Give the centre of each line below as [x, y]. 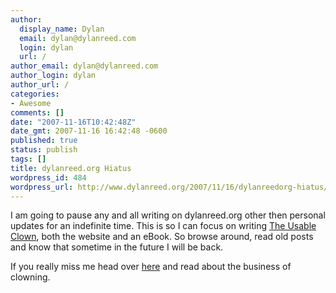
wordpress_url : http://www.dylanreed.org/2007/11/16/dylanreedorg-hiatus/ [169, 187]
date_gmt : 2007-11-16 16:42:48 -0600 [89, 131]
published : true [44, 141]
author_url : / [40, 85]
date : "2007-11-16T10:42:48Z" [73, 122]
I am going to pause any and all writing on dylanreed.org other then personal [168, 215]
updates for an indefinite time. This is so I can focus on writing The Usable [163, 226]
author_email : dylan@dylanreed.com [84, 66]
